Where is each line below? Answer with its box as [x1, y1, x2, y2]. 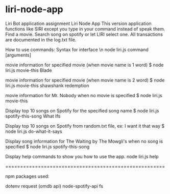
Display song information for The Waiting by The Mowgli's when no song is [5, 138, 163, 144]
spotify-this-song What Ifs [5, 113, 61, 119]
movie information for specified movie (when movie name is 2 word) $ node [5, 77, 165, 83]
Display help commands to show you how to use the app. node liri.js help [5, 153, 159, 159]
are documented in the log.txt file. [5, 37, 77, 43]
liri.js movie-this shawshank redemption [5, 82, 89, 89]
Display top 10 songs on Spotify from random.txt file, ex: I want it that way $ [5, 123, 165, 129]
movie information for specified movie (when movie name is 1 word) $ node [5, 62, 164, 68]
